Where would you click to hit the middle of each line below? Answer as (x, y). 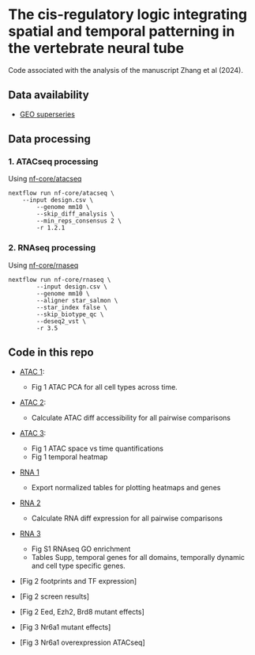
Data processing (49, 139)
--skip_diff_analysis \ (75, 214)
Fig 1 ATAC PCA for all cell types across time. (104, 387)
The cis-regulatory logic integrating (127, 15)
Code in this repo (51, 353)
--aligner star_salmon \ (77, 300)
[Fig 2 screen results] (54, 596)
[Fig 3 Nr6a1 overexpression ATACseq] (82, 642)
